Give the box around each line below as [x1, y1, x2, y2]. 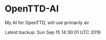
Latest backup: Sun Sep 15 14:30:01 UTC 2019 [5, 29, 101, 35]
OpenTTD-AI [5, 3, 59, 14]
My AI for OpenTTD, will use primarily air [5, 19, 89, 25]
